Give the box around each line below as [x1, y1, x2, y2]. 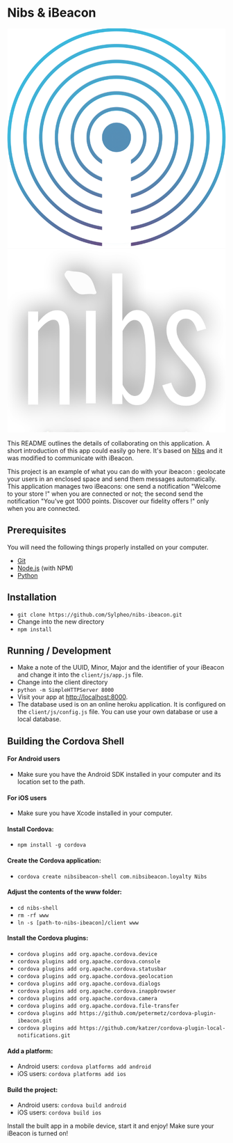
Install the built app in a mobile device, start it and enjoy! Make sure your [7, 1122, 214, 1130]
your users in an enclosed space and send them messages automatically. [7, 475, 217, 483]
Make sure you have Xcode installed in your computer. [17, 809, 173, 817]
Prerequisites [7, 524, 67, 537]
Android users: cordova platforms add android [17, 1062, 151, 1071]
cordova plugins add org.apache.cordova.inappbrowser [17, 987, 176, 995]
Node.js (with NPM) [17, 564, 74, 572]
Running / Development [7, 645, 112, 656]
